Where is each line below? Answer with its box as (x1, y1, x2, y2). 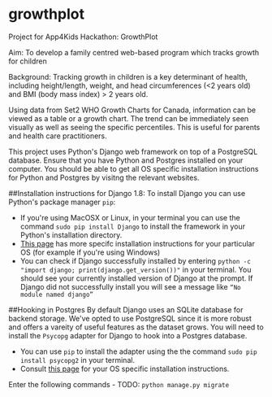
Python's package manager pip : (8, 197, 116, 207)
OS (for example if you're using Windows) (19, 247, 161, 257)
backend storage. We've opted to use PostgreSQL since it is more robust (8, 313, 252, 323)
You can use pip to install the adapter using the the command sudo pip (19, 347, 257, 356)
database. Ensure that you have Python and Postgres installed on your (8, 155, 244, 165)
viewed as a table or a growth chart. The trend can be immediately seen (8, 113, 249, 123)
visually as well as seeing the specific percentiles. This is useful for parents (8, 122, 261, 132)
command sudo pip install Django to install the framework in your (19, 221, 246, 231)
